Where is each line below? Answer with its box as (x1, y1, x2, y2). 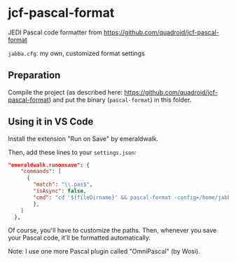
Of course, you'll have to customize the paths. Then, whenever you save (8, 226, 217, 235)
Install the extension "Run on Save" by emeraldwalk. (8, 135, 159, 143)
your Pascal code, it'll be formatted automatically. (8, 233, 151, 242)
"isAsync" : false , (33, 188, 87, 195)
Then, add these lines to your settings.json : (8, 148, 137, 156)
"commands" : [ (20, 168, 62, 175)
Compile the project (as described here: (8, 88, 123, 96)
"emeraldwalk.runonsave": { (8, 161, 90, 169)
